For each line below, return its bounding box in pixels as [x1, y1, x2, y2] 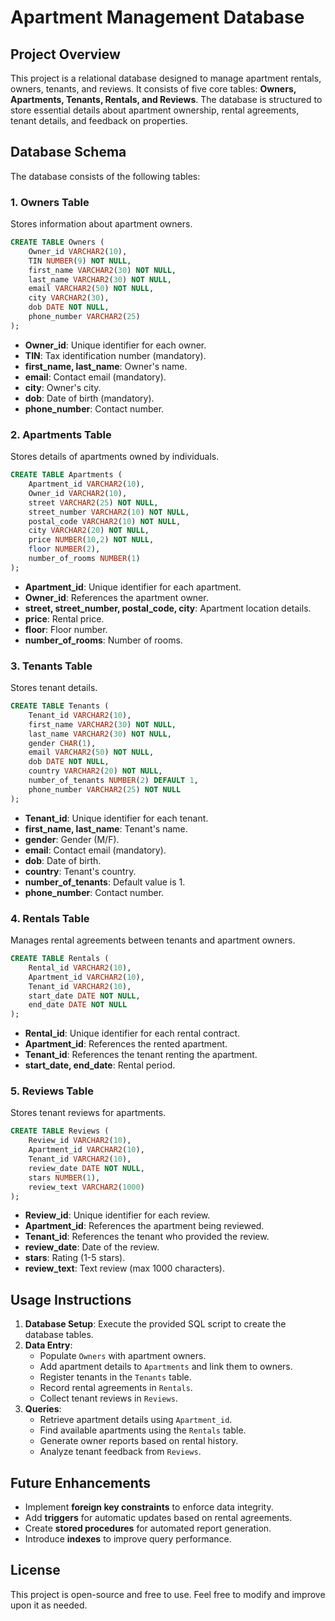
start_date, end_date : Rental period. [24, 1059, 176, 1071]
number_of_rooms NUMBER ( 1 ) [28, 554, 141, 564]
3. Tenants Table [10, 659, 93, 673]
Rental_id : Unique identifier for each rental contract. [24, 1027, 241, 1040]
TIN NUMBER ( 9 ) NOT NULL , [28, 256, 132, 266]
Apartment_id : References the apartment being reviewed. [24, 1220, 265, 1232]
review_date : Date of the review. [24, 1241, 160, 1253]
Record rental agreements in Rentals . [39, 1382, 193, 1394]
